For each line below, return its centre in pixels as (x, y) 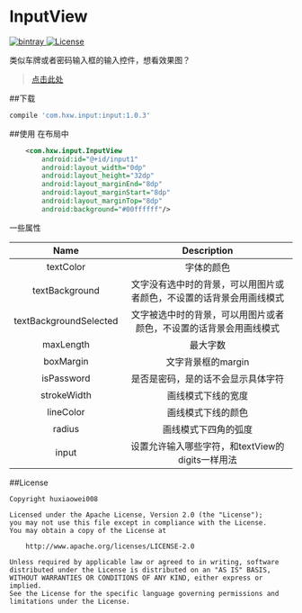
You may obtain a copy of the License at (88, 530)
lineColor (66, 411)
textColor (66, 266)
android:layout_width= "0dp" (94, 167)
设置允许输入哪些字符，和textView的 (208, 446)
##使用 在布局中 (39, 133)
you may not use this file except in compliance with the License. (138, 523)
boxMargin (66, 361)
